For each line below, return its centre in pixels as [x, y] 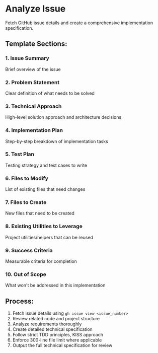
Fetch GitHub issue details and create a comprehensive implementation [79, 23]
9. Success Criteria [29, 250]
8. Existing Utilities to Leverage [44, 226]
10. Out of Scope [26, 274]
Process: [19, 301]
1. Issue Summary [27, 58]
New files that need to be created [40, 213]
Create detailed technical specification [53, 329]
